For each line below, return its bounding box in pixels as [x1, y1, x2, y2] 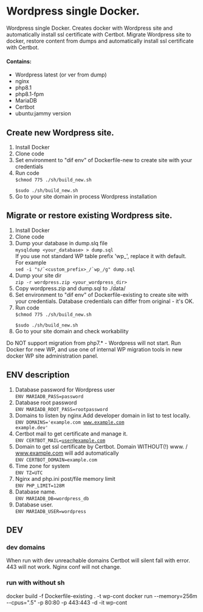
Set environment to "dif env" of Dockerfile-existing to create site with [15, 291, 188, 298]
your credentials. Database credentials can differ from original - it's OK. [15, 297, 194, 305]
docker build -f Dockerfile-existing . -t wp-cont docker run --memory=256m [6, 592, 198, 599]
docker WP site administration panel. [6, 352, 98, 359]
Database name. [15, 488, 57, 495]
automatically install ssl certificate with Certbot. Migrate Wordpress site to [6, 30, 191, 38]
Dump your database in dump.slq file [15, 239, 108, 246]
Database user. [15, 501, 53, 508]
